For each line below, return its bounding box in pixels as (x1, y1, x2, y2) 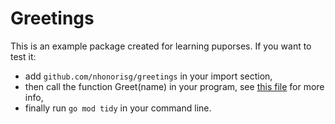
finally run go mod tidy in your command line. (24, 102, 212, 114)
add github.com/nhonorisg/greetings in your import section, (24, 70, 273, 82)
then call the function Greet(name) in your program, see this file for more (24, 80, 325, 92)
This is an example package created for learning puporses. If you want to (10, 40, 312, 52)
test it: (10, 50, 37, 62)
